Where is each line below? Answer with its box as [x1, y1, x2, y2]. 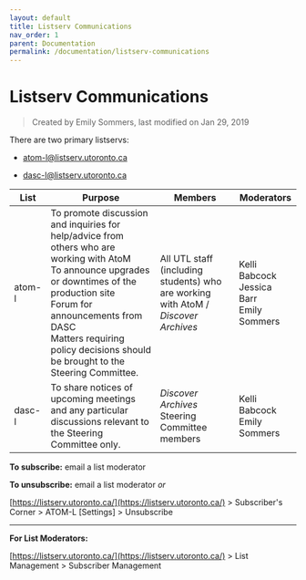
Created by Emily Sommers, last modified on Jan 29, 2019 [31, 117, 250, 128]
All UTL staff [159, 253, 214, 265]
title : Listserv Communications [9, 22, 132, 31]
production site [50, 286, 116, 299]
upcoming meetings [50, 393, 137, 406]
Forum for [50, 298, 93, 311]
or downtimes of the [50, 275, 137, 288]
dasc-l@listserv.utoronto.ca [22, 170, 127, 181]
